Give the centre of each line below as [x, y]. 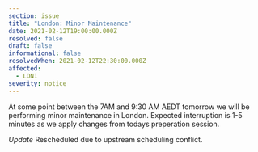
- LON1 [27, 76]
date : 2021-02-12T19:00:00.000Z [63, 31]
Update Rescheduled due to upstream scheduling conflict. [106, 139]
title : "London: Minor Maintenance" [70, 23]
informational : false [45, 53]
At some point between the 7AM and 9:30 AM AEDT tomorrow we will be [129, 107]
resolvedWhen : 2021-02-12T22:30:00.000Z [78, 61]
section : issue [34, 16]
